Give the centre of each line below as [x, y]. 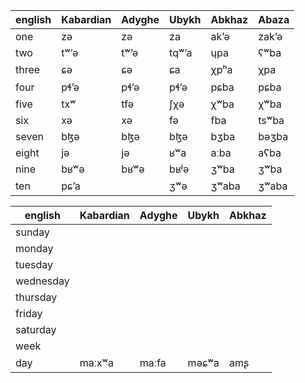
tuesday [34, 264]
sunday [32, 232]
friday [29, 313]
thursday [36, 297]
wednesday [42, 281]
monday [34, 248]
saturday [36, 329]
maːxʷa [97, 362]
